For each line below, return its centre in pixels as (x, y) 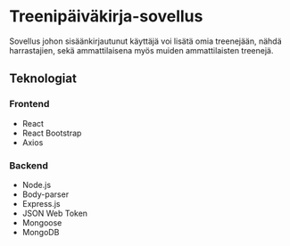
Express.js (41, 203)
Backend (29, 165)
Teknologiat (43, 79)
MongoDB (41, 232)
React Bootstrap (52, 133)
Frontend (29, 104)
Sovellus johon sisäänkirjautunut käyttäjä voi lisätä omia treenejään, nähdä (146, 41)
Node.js (37, 184)
